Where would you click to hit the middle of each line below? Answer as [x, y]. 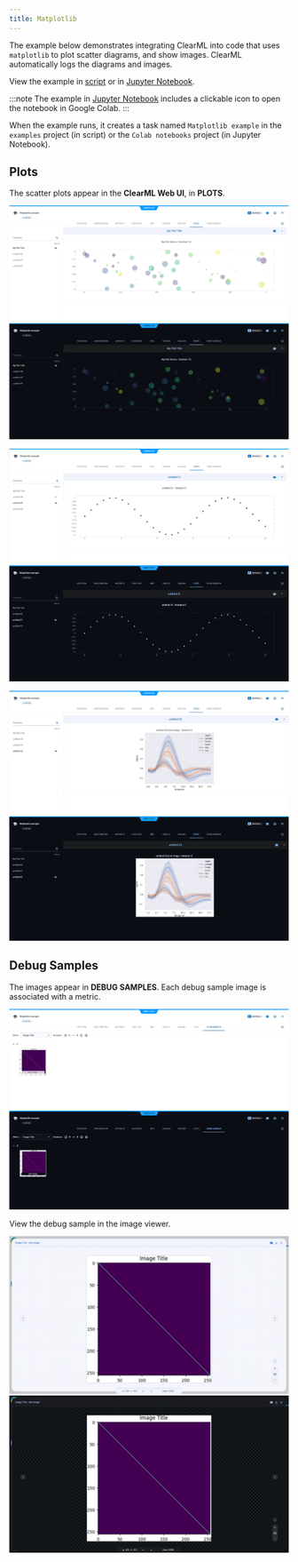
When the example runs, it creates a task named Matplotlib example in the [145, 125]
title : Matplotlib [43, 19]
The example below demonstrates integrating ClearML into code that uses [145, 45]
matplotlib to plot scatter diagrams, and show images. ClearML [125, 54]
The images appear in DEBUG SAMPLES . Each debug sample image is [138, 987]
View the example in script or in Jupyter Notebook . [102, 81]
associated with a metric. [55, 996]
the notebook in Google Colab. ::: [70, 108]
